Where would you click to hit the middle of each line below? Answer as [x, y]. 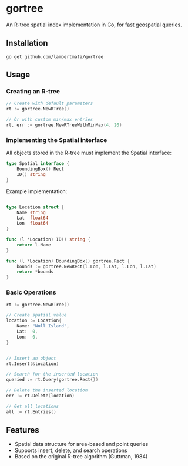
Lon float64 [33, 224]
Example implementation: [37, 191]
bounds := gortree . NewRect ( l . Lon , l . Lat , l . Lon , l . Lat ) [87, 266]
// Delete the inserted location [47, 390]
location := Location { [34, 321]
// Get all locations [33, 406]
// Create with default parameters [50, 104]
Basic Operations [31, 292]
